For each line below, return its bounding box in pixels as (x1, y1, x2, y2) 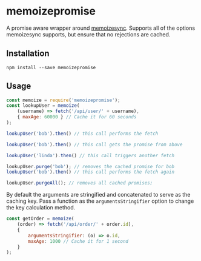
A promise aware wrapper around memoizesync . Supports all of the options (6, 24, 196, 32)
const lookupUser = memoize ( (6, 103, 80, 109)
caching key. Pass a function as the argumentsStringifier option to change (6, 197, 194, 205)
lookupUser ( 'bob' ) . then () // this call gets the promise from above (6, 141, 183, 147)
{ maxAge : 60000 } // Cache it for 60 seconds (17, 114, 137, 120)
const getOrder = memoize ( (6, 215, 74, 222)
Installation (6, 49, 50, 59)
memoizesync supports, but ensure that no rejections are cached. (6, 30, 171, 38)
